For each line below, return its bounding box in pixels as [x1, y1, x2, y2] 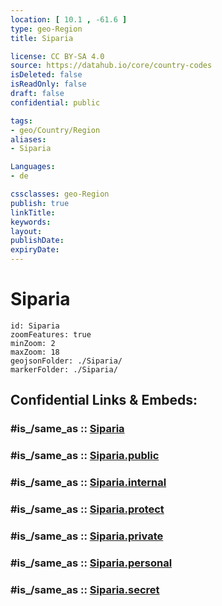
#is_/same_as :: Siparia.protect [10, 502, 165, 516]
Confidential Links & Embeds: [10, 392, 198, 409]
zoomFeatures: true [10, 329, 92, 340]
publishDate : [10, 236, 65, 246]
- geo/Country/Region [10, 125, 101, 135]
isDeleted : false [10, 70, 83, 80]
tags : [10, 116, 33, 126]
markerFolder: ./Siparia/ [10, 364, 118, 375]
